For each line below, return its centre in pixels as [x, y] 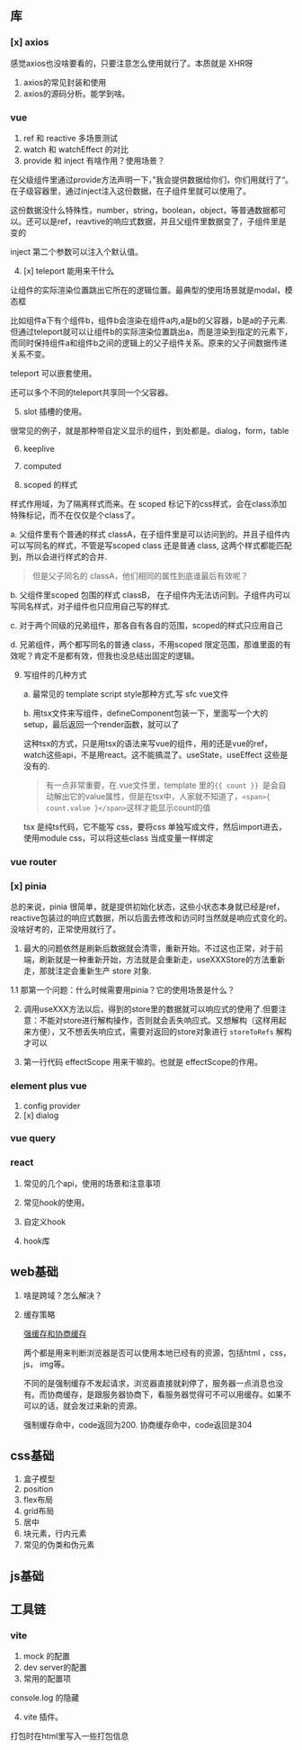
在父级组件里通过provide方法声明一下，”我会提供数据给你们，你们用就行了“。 [152, 179]
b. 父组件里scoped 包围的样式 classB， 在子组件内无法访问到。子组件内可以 [151, 595]
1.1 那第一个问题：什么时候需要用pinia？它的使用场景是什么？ [123, 990]
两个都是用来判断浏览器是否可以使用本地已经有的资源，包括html [142, 1352]
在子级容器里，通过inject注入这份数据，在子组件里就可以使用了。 [130, 191]
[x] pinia [29, 886]
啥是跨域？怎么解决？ [62, 1295]
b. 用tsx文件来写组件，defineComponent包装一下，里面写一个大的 [146, 713]
